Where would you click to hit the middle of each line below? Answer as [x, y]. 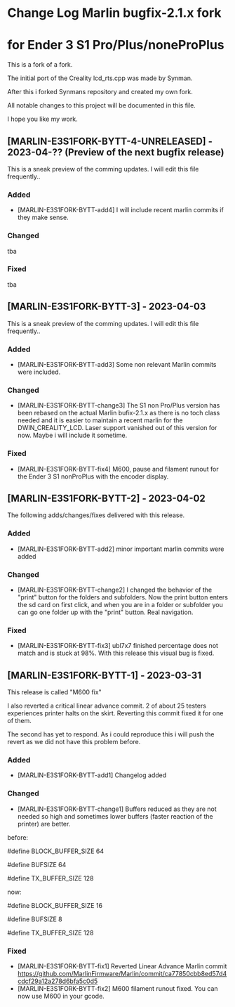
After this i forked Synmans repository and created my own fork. [100, 92]
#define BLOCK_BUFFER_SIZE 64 [55, 851]
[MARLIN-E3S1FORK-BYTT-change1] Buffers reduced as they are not [117, 809]
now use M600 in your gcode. [61, 996]
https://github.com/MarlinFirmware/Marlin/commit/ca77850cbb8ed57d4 [122, 973]
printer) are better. [44, 824]
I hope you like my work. [43, 119]
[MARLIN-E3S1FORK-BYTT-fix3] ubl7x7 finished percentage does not [118, 646]
